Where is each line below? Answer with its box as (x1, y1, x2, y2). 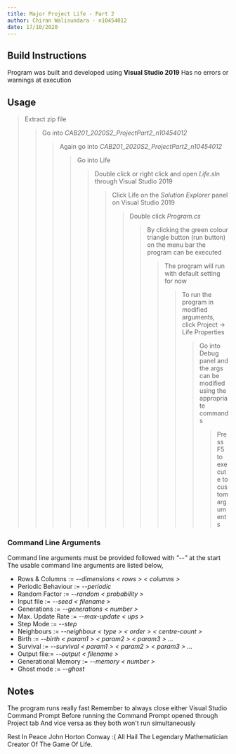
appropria (199, 394, 228, 402)
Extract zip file (24, 115, 67, 123)
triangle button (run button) (147, 233, 226, 241)
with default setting (164, 269, 221, 277)
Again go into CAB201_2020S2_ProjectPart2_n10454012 (59, 142, 223, 150)
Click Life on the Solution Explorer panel (112, 191, 228, 199)
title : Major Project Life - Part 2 (7, 10, 114, 18)
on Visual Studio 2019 (112, 198, 176, 207)
